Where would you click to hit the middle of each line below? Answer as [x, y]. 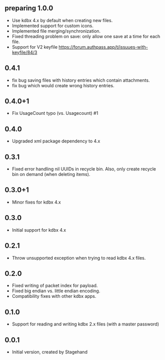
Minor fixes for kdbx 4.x [36, 202]
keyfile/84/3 [24, 52]
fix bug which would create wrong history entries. [63, 85]
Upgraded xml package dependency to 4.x [56, 141]
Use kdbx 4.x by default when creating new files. [62, 20]
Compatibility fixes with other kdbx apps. [54, 296]
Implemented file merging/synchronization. [56, 31]
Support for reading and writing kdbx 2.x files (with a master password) [85, 324]
